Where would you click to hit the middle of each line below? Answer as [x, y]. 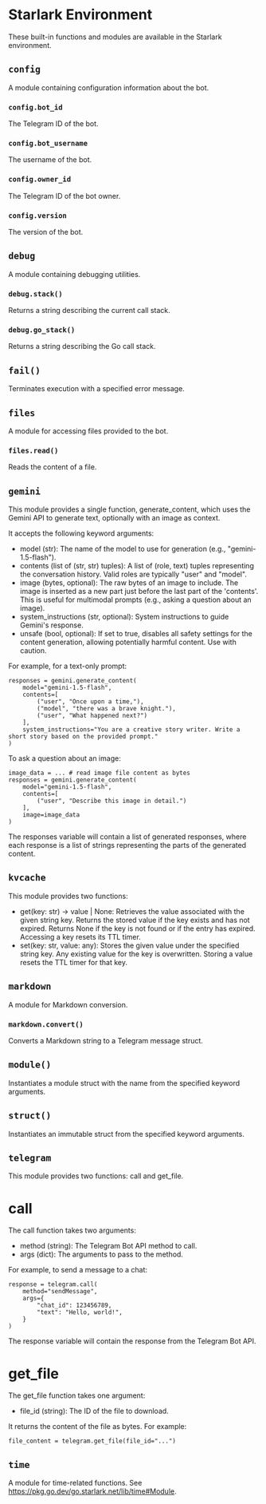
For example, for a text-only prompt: [68, 666]
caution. [33, 651]
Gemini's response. [51, 625]
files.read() [33, 450]
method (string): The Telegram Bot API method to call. [108, 1246]
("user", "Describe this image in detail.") [112, 801]
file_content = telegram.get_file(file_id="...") [92, 1441]
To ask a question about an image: [65, 758]
